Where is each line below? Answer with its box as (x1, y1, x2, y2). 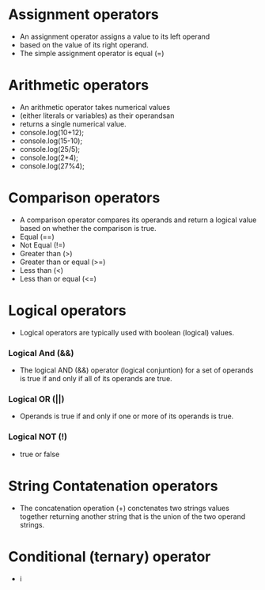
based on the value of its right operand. (19, 40, 149, 49)
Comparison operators (8, 189, 161, 207)
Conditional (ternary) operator (8, 547, 211, 565)
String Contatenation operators (8, 477, 218, 495)
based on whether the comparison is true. (19, 223, 157, 233)
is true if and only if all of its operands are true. (19, 374, 172, 384)
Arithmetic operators (8, 77, 149, 94)
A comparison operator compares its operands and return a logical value (19, 215, 257, 225)
